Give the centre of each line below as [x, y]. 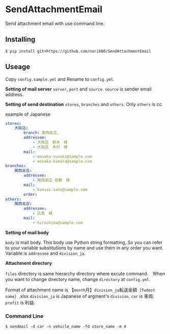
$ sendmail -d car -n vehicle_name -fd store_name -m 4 [66, 327]
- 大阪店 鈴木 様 [50, 143]
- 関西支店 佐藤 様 [51, 180]
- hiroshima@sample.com [58, 222]
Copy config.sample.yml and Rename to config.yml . [60, 79]
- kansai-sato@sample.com [60, 189]
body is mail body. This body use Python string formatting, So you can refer [84, 242]
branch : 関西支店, [41, 133]
